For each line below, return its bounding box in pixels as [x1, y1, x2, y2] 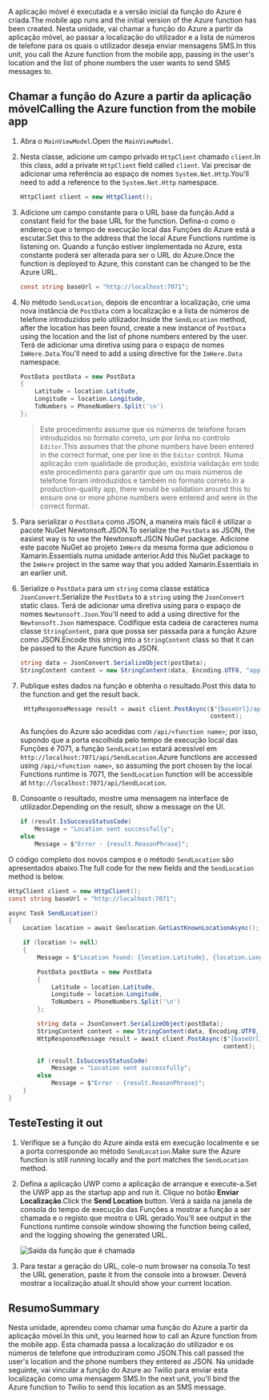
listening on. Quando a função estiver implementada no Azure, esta [19, 241, 243, 251]
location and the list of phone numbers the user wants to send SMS [8, 58, 231, 67]
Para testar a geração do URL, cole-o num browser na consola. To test [19, 1261, 251, 1271]
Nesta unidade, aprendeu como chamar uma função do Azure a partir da [8, 1323, 248, 1333]
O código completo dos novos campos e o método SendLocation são [8, 855, 235, 864]
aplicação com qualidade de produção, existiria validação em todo [39, 458, 259, 468]
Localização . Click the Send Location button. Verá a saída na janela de [19, 1196, 253, 1206]
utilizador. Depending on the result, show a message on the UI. [19, 802, 226, 812]
